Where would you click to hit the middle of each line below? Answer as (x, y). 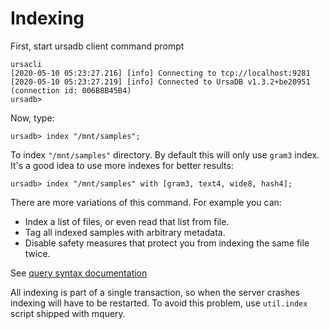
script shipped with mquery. (68, 313)
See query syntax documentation (79, 273)
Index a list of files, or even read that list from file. (127, 221)
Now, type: (32, 118)
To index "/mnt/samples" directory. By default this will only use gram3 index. (165, 154)
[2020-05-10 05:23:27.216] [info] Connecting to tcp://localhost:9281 (160, 73)
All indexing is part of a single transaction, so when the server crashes (155, 292)
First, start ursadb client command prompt (97, 46)
